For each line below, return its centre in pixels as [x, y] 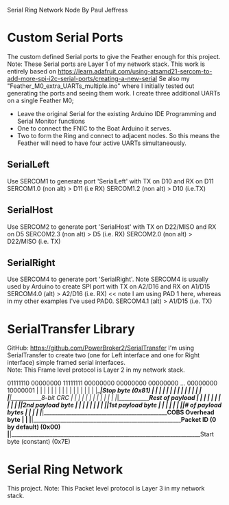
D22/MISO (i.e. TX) [34, 241]
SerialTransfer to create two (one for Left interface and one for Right [104, 355]
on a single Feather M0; [40, 100]
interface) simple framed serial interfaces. [66, 363]
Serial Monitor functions [51, 121]
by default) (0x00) [34, 427]
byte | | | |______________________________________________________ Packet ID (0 [112, 420]
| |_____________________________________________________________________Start [110, 434]
